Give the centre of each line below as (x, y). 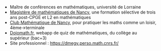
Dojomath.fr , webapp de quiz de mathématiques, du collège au (73, 33)
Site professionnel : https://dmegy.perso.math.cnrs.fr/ (64, 43)
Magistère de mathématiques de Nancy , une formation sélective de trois (83, 12)
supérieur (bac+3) (28, 38)
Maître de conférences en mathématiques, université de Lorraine (75, 7)
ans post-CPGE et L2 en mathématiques (50, 17)
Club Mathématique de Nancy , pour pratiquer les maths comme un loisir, (83, 22)
